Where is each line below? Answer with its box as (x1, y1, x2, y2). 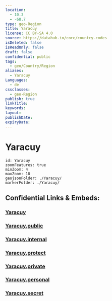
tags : (5, 59, 17, 64)
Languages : (5, 78, 28, 83)
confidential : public (5, 54, 51, 59)
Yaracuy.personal (5, 276, 50, 283)
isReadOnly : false (5, 45, 44, 50)
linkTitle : (5, 101, 28, 106)
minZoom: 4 (5, 167, 28, 172)
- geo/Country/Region (10, 63, 55, 68)
